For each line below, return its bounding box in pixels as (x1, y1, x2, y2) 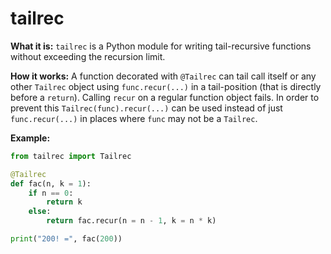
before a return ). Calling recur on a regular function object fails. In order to (10, 91, 320, 103)
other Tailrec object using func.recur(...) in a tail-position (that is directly (10, 80, 322, 92)
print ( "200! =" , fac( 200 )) (10, 234, 123, 244)
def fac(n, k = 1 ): (10, 178, 92, 189)
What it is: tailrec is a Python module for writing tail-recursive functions (10, 40, 312, 52)
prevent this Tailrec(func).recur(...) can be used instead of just (10, 102, 283, 114)
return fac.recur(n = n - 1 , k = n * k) (46, 216, 217, 226)
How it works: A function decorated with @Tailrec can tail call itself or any (10, 70, 317, 82)
